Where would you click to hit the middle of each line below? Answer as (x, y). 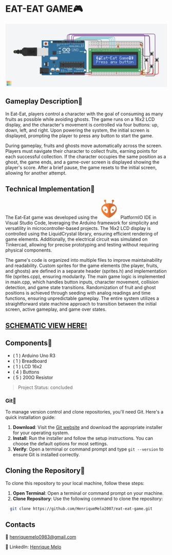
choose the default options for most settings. (60, 443)
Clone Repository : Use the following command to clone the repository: (88, 498)
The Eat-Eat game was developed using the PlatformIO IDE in (81, 218)
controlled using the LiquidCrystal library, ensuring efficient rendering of (82, 234)
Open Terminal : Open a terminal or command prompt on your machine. (88, 493)
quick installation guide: (30, 417)
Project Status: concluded (45, 387)
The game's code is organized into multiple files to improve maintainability (84, 260)
